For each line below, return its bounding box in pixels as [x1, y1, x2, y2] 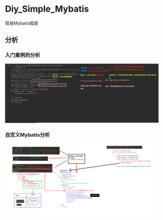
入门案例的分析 [5, 52, 41, 59]
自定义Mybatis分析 [5, 131, 50, 138]
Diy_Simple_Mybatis [5, 3, 89, 15]
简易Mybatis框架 [5, 20, 39, 26]
